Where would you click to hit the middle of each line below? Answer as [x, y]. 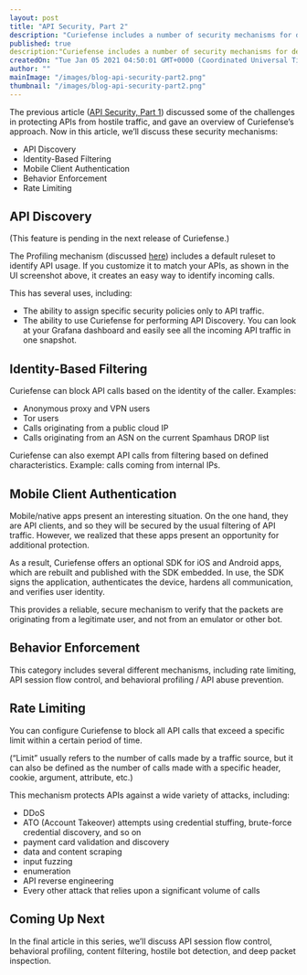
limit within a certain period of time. [76, 740]
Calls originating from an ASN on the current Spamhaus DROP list [146, 438]
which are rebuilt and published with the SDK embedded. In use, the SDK [147, 573]
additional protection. [49, 546]
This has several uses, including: [71, 293]
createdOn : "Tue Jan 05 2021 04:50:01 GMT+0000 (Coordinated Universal [148, 60]
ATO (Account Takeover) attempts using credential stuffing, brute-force [157, 822]
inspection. [31, 960]
